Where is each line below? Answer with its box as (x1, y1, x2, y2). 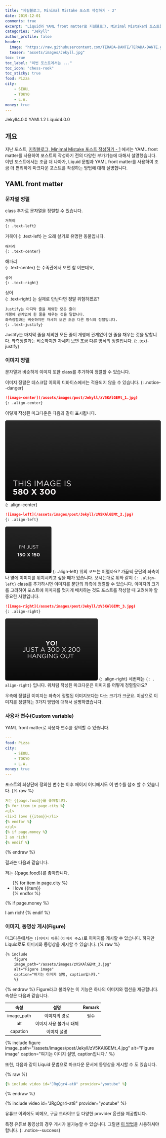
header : (5, 40, 21, 45)
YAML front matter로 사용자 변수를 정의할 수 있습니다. (5, 725, 110, 731)
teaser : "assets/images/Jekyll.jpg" (9, 50, 85, 55)
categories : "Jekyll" (5, 29, 50, 34)
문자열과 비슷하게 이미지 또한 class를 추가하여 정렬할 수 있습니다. (5, 369, 130, 375)
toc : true (5, 55, 26, 60)
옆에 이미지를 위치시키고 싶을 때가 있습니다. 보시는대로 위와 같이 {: (10, 575, 139, 581)
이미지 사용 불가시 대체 (35, 1021, 79, 1027)
